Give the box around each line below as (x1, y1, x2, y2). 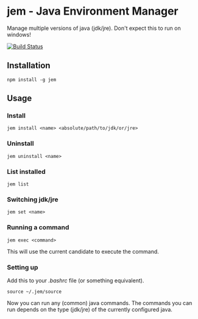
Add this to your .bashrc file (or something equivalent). (7, 276, 144, 284)
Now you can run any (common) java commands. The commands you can (7, 299, 193, 306)
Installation (7, 60, 51, 71)
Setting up (7, 263, 38, 271)
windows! (7, 30, 31, 38)
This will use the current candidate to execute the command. (7, 248, 159, 255)
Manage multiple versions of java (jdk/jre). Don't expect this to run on (7, 24, 182, 32)
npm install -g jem (7, 76, 57, 83)
